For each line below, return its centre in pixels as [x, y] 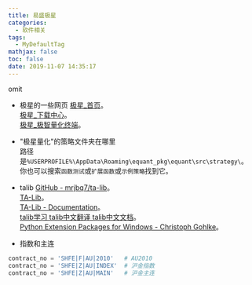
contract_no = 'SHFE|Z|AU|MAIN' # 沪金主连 [82, 273]
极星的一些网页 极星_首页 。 [64, 105]
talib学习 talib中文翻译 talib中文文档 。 [80, 217]
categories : [27, 23]
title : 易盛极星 [32, 15]
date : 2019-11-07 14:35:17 [52, 67]
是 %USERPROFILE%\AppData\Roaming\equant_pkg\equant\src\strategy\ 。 [134, 161]
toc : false [26, 60]
